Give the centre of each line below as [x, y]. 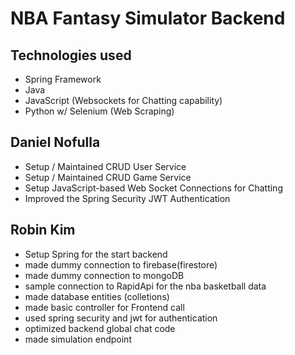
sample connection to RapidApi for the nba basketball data [145, 286]
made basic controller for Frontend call [104, 307]
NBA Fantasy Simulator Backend [148, 18]
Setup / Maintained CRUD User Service [105, 166]
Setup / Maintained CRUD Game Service [108, 177]
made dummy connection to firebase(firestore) [121, 264]
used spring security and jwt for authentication [121, 318]
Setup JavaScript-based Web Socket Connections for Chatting [153, 188]
